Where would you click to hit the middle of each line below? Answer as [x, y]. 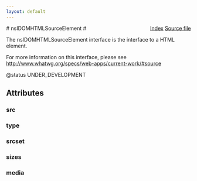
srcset [15, 141]
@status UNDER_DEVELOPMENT [46, 74]
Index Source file [171, 28]
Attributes [25, 93]
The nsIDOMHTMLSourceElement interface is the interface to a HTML [90, 39]
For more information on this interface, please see [67, 57]
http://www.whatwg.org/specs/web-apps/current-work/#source [84, 63]
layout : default [26, 11]
